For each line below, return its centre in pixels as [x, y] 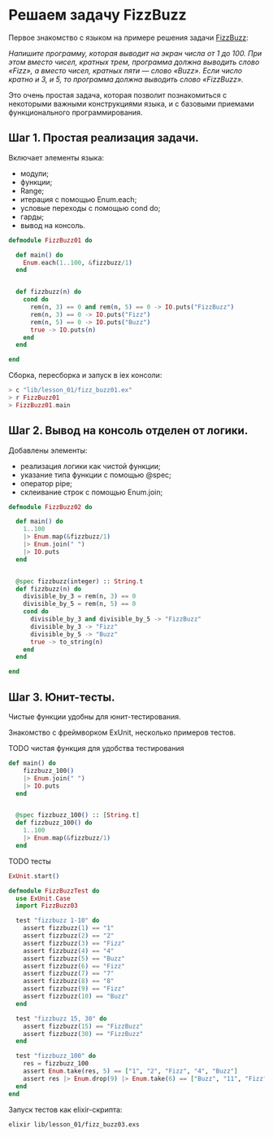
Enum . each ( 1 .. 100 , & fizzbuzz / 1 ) [78, 262]
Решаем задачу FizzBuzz [97, 15]
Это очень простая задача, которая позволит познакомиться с [118, 94]
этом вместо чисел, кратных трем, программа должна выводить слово [134, 62]
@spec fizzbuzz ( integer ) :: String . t [80, 581]
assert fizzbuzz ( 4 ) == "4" [69, 950]
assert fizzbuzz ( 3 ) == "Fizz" [74, 943]
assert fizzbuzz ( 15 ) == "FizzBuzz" [83, 1026]
